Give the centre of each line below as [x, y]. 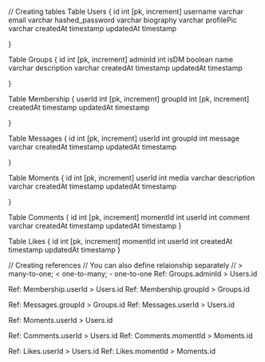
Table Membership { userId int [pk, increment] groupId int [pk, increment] [129, 99]
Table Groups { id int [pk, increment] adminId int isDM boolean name [121, 60]
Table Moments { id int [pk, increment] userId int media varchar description [132, 178]
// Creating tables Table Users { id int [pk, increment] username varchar [126, 12]
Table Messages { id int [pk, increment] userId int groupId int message [124, 138]
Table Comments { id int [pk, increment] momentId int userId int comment [129, 217]
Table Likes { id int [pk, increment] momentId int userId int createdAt [121, 241]
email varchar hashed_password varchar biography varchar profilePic [123, 20]
